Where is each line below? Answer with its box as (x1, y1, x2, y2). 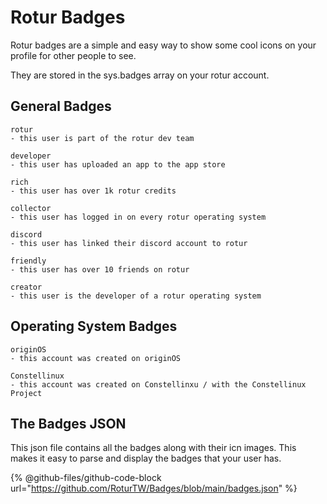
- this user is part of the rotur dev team (10, 133, 195, 143)
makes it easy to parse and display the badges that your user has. (10, 452, 282, 465)
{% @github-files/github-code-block (10, 472, 162, 484)
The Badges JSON (10, 415, 127, 432)
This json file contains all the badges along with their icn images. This (10, 442, 297, 454)
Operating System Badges (10, 318, 178, 335)
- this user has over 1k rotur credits (10, 186, 177, 196)
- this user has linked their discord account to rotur (10, 238, 248, 248)
